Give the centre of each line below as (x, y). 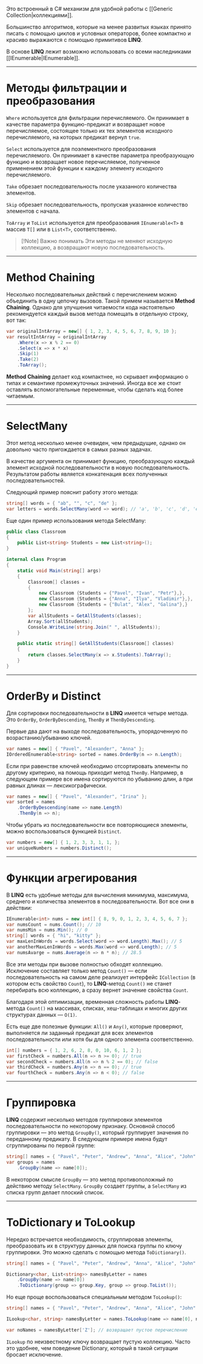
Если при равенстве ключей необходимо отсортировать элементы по (97, 766)
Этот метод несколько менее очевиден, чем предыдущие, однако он (96, 443)
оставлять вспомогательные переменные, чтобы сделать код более (95, 389)
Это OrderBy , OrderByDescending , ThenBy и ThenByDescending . (81, 719)
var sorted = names (31, 802)
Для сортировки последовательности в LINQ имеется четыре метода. (97, 713)
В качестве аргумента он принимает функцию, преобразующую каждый (101, 461)
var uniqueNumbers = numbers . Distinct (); (59, 848)
